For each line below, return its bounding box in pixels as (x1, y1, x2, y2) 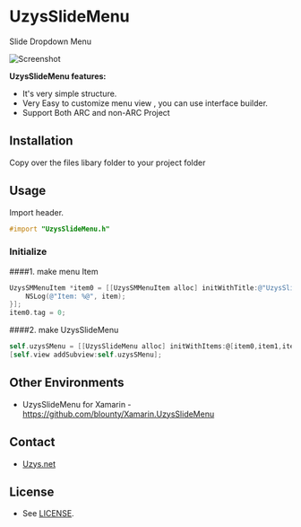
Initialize (9, 245, 47, 258)
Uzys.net (21, 458, 56, 469)
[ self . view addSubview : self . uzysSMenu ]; (9, 350, 163, 360)
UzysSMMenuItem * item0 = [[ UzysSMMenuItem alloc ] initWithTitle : (9, 283, 258, 293)
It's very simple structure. (21, 88, 117, 99)
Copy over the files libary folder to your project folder (9, 157, 206, 168)
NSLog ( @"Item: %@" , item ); (25, 292, 126, 301)
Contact (9, 435, 56, 450)
